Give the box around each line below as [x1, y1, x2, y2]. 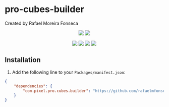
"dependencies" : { [14, 83, 52, 89]
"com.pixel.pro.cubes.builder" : [23, 88, 91, 93]
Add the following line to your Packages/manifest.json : [12, 69, 126, 75]
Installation [5, 56, 41, 64]
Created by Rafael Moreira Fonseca [5, 20, 79, 26]
